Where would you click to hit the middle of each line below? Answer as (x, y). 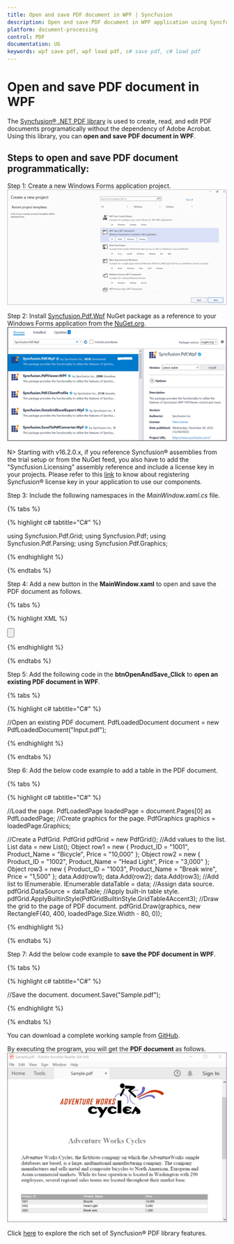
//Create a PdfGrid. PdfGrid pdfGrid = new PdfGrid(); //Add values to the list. (117, 840)
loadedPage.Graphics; (39, 826)
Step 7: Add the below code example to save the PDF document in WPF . (111, 954)
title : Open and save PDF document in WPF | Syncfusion (90, 15)
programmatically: (48, 169)
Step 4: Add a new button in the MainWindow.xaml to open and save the (112, 584)
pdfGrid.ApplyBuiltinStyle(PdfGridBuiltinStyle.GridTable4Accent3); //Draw (113, 899)
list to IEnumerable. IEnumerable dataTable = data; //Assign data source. (111, 884)
